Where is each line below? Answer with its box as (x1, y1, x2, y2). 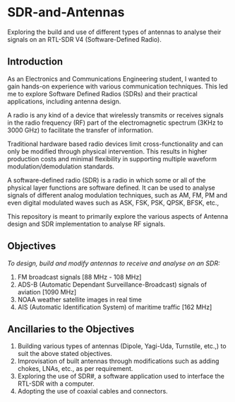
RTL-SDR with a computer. (17, 379, 95, 388)
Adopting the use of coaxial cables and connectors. (17, 387, 168, 396)
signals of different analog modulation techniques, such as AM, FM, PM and (7, 190, 228, 199)
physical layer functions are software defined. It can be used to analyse (7, 183, 215, 192)
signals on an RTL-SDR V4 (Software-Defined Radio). (7, 35, 162, 43)
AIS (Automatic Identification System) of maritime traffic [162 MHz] (17, 302, 212, 311)
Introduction (7, 56, 64, 68)
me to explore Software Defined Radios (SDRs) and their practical (7, 89, 198, 98)
